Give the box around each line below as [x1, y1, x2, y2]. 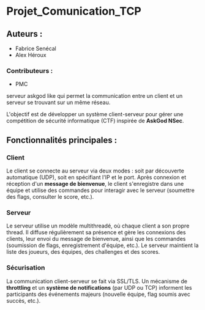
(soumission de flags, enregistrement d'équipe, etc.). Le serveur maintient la [6, 242, 199, 249]
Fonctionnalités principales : [6, 135, 117, 145]
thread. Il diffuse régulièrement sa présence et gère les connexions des [6, 229, 186, 236]
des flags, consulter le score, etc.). [6, 193, 94, 200]
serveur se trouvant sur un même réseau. [6, 99, 111, 106]
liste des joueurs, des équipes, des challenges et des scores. [6, 248, 160, 256]
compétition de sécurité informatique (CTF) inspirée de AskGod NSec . [6, 117, 184, 125]
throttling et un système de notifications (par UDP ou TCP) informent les [6, 284, 192, 291]
